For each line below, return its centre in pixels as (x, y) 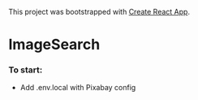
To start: (26, 70)
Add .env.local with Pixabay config (78, 88)
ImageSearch (54, 45)
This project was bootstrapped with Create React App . (99, 12)
